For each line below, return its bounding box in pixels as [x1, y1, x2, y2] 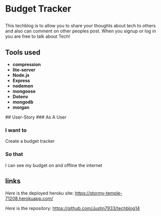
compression [12, 62, 41, 67]
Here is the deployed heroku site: [5, 190, 74, 196]
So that [5, 151, 24, 158]
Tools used [5, 48, 41, 57]
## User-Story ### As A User [5, 114, 67, 120]
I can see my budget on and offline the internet [5, 162, 103, 168]
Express [12, 78, 30, 83]
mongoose [12, 88, 36, 94]
